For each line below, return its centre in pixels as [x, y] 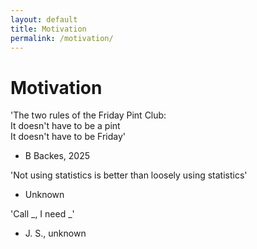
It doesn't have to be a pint [65, 126]
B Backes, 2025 [57, 156]
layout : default [44, 19]
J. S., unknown [55, 233]
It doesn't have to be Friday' [68, 137]
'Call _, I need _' [42, 214]
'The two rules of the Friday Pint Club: [88, 115]
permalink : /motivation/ [62, 38]
